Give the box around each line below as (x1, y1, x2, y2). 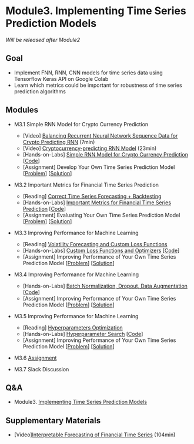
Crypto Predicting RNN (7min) (22, 138, 95, 145)
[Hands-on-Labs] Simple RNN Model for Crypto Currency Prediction (22, 151, 189, 158)
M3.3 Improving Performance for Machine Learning (14, 229, 139, 236)
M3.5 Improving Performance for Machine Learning (14, 312, 139, 319)
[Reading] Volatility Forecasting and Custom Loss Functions (22, 240, 168, 247)
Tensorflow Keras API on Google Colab (14, 75, 109, 82)
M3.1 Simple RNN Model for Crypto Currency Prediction (14, 120, 149, 128)
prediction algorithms (14, 87, 66, 95)
